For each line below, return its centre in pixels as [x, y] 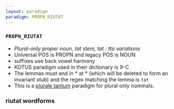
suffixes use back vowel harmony [54, 61]
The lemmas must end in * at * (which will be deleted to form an [91, 73]
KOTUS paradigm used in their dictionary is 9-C [71, 67]
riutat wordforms [30, 101]
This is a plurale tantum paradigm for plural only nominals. [84, 86]
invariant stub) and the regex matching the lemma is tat [81, 79]
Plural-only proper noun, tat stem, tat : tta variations [77, 48]
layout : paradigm [27, 11]
